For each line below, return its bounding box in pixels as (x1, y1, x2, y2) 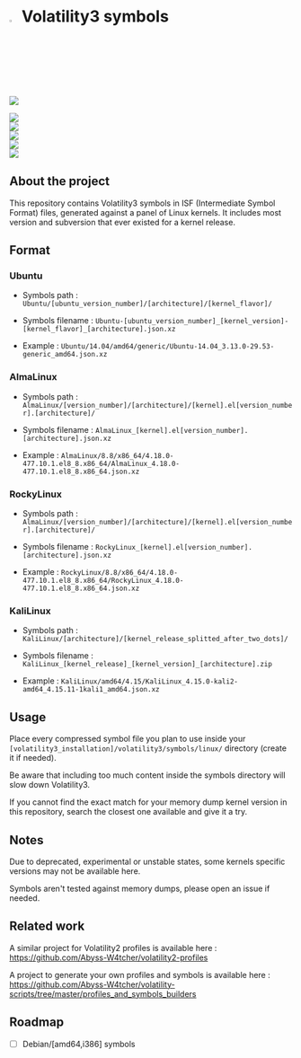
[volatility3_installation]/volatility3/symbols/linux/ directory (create (9, 743, 288, 754)
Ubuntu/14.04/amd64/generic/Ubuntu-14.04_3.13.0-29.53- (61, 342, 275, 351)
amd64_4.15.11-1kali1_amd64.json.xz (22, 685, 160, 694)
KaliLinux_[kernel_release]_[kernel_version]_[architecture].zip (22, 660, 272, 669)
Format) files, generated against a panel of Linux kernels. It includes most (9, 207, 281, 217)
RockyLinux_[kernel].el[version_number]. (95, 543, 253, 552)
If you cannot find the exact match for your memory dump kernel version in (9, 797, 288, 807)
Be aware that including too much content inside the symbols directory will (9, 770, 286, 780)
